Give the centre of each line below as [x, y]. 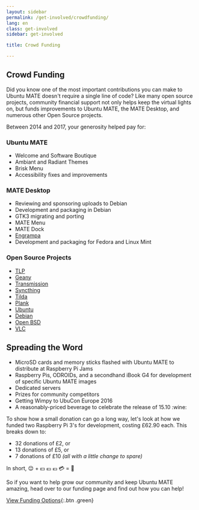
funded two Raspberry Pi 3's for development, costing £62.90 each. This [97, 425]
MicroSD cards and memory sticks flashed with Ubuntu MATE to [94, 362]
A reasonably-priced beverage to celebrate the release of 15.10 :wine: [101, 407]
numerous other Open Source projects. [55, 115]
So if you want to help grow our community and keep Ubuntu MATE [90, 482]
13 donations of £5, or [42, 450]
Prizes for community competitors [57, 394]
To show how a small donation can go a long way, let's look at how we [93, 419]
